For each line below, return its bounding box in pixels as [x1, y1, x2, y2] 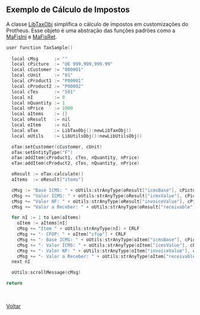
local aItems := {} [11, 111, 68, 117]
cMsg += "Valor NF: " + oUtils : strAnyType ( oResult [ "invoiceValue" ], [11, 199, 185, 204]
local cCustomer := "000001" [11, 67, 84, 73]
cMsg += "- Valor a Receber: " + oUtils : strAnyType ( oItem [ [17, 253, 167, 259]
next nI [11, 259, 31, 265]
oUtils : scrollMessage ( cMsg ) [11, 270, 82, 276]
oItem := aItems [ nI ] [17, 220, 68, 226]
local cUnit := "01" [11, 73, 73, 78]
